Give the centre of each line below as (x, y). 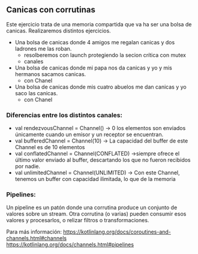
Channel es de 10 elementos (50, 147)
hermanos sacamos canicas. (50, 74)
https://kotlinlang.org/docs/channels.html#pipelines (70, 244)
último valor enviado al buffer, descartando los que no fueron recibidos (103, 160)
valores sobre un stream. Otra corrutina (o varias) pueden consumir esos (96, 214)
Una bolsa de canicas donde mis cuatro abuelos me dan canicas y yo (101, 87)
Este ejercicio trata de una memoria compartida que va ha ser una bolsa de (99, 24)
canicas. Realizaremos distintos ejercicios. (58, 31)
